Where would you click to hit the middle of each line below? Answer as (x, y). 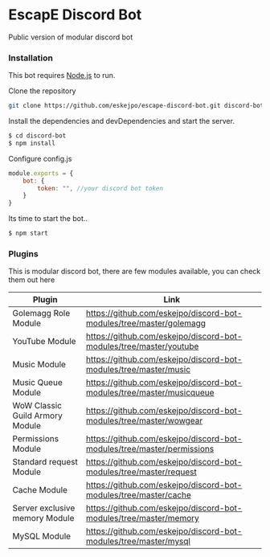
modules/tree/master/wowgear (144, 421)
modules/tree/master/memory (142, 518)
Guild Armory (37, 416)
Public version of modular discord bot (71, 37)
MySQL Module (41, 536)
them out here (32, 280)
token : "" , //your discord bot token (100, 188)
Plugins (23, 254)
